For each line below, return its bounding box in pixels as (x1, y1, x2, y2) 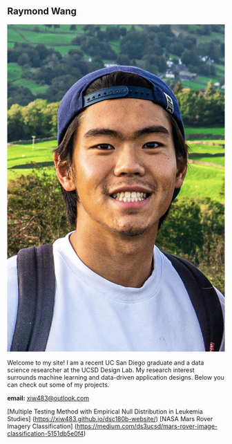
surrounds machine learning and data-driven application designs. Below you (7, 373, 224, 381)
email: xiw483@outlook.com (7, 394, 90, 402)
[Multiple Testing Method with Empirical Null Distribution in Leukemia (7, 407, 204, 416)
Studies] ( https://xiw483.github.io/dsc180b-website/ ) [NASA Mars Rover (7, 414, 213, 423)
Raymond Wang (7, 6, 77, 17)
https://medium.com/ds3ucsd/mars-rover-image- (76, 422, 218, 430)
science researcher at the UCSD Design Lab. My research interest (7, 366, 195, 374)
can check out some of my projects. (7, 380, 110, 389)
